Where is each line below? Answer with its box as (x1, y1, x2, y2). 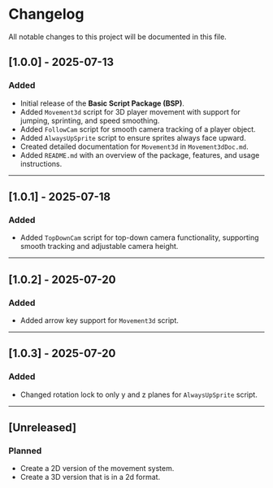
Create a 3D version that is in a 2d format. (19, 473, 161, 482)
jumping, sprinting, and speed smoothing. (19, 115, 160, 125)
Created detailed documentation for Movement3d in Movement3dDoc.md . (19, 142, 249, 151)
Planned (8, 445, 42, 456)
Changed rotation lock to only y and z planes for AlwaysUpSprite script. (19, 390, 258, 399)
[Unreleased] (8, 420, 77, 435)
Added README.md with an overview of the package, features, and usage (19, 150, 260, 159)
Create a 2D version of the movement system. (19, 464, 175, 473)
